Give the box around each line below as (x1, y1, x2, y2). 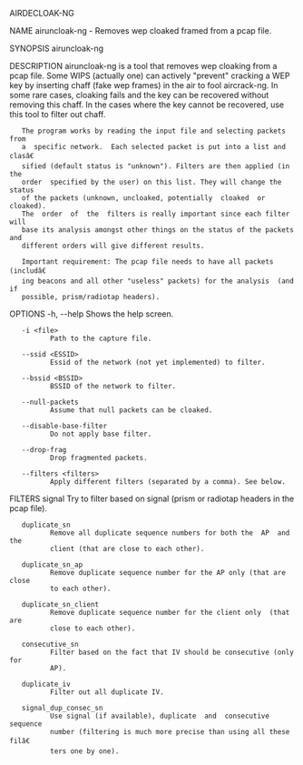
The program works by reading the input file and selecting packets (21, 126, 286, 136)
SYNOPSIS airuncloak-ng (9, 43, 104, 54)
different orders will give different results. (21, 241, 205, 250)
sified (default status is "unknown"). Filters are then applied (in (21, 162, 290, 171)
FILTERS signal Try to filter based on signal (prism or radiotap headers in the (9, 493, 295, 504)
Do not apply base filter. (49, 429, 152, 438)
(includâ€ (9, 267, 47, 276)
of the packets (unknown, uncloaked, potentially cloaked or (21, 194, 266, 203)
